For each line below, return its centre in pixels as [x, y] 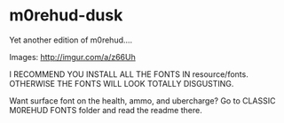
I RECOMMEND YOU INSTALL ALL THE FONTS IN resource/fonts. [129, 74]
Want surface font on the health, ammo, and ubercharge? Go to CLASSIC [142, 100]
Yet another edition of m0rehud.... [71, 40]
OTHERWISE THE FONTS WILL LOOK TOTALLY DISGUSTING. [122, 83]
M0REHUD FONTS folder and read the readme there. [106, 110]
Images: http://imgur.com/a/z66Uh [72, 57]
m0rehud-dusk [66, 15]
